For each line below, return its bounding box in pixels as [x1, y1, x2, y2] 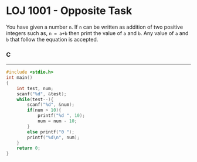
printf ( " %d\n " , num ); [27, 135, 80, 140]
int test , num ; [16, 85, 54, 91]
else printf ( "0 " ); [27, 129, 75, 135]
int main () [6, 75, 33, 81]
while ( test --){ [16, 96, 54, 102]
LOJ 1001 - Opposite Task [6, 4, 133, 18]
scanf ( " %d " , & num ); [27, 102, 75, 108]
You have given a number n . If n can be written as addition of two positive [6, 23, 184, 30]
